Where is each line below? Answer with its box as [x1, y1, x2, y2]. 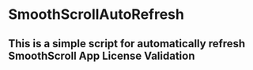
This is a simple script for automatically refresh [8, 37, 246, 50]
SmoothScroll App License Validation [8, 49, 195, 62]
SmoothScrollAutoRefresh [8, 6, 184, 24]
